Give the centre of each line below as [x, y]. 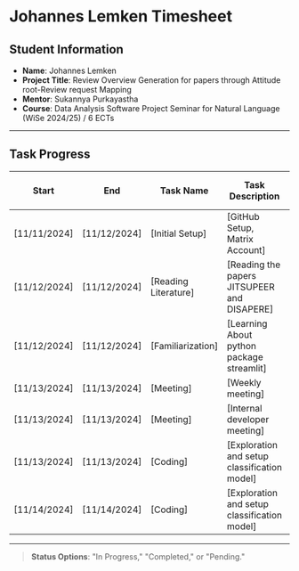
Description [255, 196]
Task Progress [50, 155]
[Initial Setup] [179, 233]
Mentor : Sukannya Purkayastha [80, 99]
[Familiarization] [185, 346]
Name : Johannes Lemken [69, 70]
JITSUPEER [251, 287]
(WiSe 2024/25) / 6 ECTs [68, 118]
